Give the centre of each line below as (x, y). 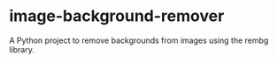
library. (22, 49)
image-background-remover (117, 16)
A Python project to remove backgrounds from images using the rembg (139, 40)
